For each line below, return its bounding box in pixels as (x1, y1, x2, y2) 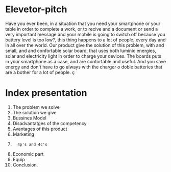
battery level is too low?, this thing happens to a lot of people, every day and (5, 37, 166, 43)
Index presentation (5, 87, 87, 99)
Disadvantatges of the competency (12, 120, 87, 126)
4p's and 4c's (17, 142, 47, 147)
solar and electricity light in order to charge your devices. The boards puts (5, 53, 162, 59)
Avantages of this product (12, 126, 67, 132)
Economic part (12, 151, 44, 157)
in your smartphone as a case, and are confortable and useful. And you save (5, 58, 166, 64)
